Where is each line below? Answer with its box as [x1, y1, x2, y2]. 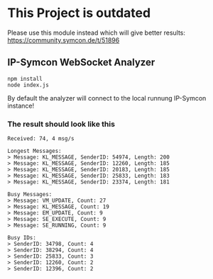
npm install [7, 75, 43, 82]
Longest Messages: [7, 147, 62, 155]
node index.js [7, 81, 50, 89]
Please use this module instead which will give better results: [7, 28, 186, 37]
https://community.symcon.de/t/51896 [7, 35, 120, 44]
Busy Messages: [7, 191, 53, 198]
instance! [7, 101, 35, 110]
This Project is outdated [7, 5, 151, 21]
